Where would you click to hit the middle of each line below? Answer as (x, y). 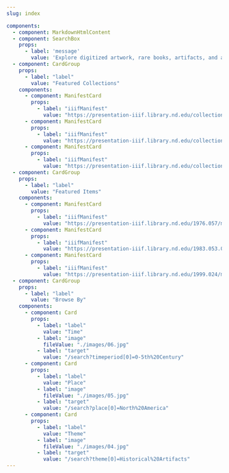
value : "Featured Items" (66, 192)
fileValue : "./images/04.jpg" (86, 446)
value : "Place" (65, 383)
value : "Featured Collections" (76, 83)
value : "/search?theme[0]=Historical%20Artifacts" (117, 459)
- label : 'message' (52, 51)
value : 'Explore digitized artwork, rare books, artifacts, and (124, 58)
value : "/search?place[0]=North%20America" (106, 409)
